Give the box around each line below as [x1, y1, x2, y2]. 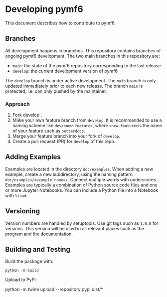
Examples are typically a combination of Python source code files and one [5, 182, 158, 188]
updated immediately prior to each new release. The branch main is [5, 83, 143, 89]
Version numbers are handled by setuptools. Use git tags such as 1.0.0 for [5, 220, 159, 226]
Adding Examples [5, 153, 61, 161]
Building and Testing [5, 245, 71, 254]
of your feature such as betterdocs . [12, 128, 86, 134]
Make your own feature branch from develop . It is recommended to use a [12, 117, 162, 123]
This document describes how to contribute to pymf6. [5, 20, 116, 26]
